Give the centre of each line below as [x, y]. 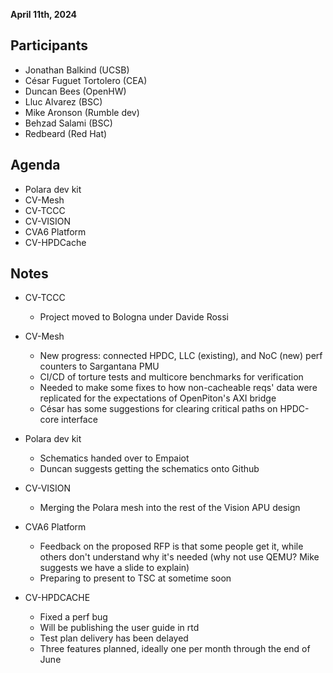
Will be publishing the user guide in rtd [119, 628]
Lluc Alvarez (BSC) [63, 101]
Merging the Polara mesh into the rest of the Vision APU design [170, 508]
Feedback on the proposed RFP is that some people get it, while [171, 546]
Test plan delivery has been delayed [114, 638]
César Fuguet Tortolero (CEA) [86, 80]
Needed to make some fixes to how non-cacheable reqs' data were [178, 388]
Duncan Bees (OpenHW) [75, 91]
